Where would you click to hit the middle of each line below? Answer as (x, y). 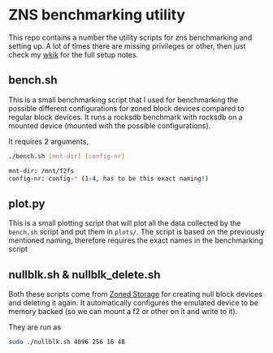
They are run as (35, 327)
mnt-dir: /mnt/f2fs (41, 171)
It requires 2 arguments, (49, 141)
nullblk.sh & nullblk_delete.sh (84, 275)
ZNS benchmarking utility (97, 15)
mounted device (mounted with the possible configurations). (110, 125)
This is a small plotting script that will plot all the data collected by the (125, 223)
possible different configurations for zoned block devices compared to (127, 108)
